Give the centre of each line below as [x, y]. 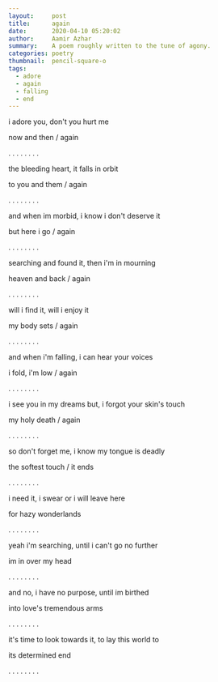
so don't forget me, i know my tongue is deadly [87, 451]
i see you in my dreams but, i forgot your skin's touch [97, 404]
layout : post [38, 16]
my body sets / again [43, 326]
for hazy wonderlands [45, 514]
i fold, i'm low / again [43, 373]
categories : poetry [41, 53]
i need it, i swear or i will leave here [67, 498]
